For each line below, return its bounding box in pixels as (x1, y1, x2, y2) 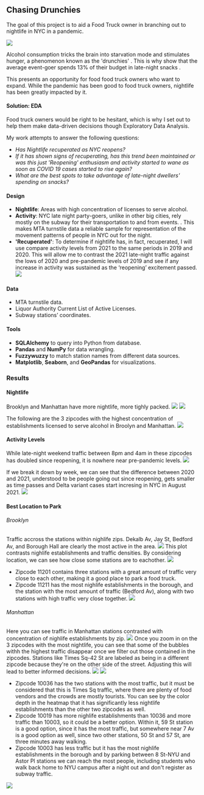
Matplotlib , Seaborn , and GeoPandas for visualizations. (15, 359, 157, 366)
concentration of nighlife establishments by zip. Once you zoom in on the (6, 634, 198, 642)
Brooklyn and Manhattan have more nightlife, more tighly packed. (6, 403, 171, 410)
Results (6, 374, 29, 382)
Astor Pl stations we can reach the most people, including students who (15, 757, 195, 765)
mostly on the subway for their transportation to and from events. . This (15, 219, 195, 226)
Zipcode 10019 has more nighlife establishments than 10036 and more (15, 712, 191, 719)
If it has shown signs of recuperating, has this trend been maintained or (15, 152, 196, 160)
